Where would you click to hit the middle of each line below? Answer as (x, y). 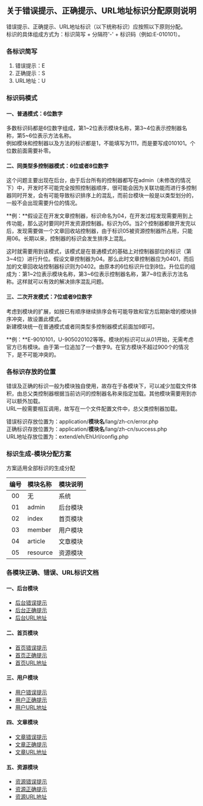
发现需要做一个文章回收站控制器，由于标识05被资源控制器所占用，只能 (105, 231)
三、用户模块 (22, 678)
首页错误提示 (31, 647)
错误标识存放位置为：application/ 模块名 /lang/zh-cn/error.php (82, 421)
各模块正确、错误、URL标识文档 (53, 572)
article (36, 542)
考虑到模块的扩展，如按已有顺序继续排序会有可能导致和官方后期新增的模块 (99, 311)
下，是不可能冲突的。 (33, 354)
